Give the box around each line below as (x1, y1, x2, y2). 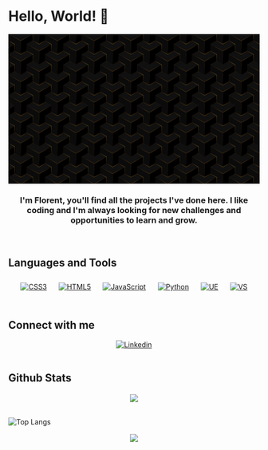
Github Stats (8, 371, 72, 385)
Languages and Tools (8, 255, 117, 270)
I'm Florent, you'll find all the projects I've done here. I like (19, 195, 249, 206)
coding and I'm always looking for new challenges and (26, 204, 242, 215)
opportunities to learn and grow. (70, 215, 198, 226)
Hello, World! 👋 (8, 7, 109, 26)
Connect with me (8, 318, 96, 332)
